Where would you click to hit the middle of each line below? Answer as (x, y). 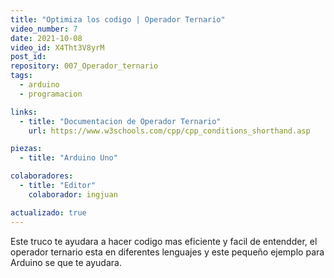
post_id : (28, 57)
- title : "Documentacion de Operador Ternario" (120, 121)
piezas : (26, 149)
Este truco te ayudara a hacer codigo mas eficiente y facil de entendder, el (164, 241)
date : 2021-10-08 (46, 38)
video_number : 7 (44, 29)
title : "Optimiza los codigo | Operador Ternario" (118, 19)
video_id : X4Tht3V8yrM (57, 47)
